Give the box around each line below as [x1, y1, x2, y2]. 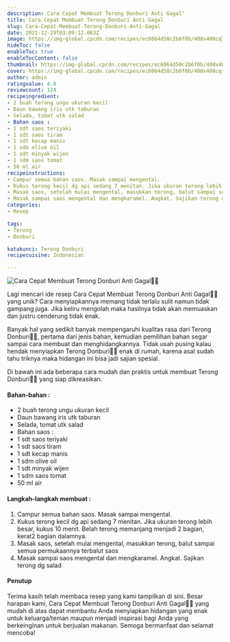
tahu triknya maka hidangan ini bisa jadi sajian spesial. [7, 354, 159, 363]
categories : [7, 202, 41, 209]
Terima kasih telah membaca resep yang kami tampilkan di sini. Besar [7, 592, 203, 600]
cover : [7, 67, 26, 74]
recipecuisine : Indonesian [7, 252, 84, 259]
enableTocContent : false [7, 55, 78, 62]
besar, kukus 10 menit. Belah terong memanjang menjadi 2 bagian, [16, 525, 205, 533]
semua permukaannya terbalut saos [16, 547, 118, 555]
